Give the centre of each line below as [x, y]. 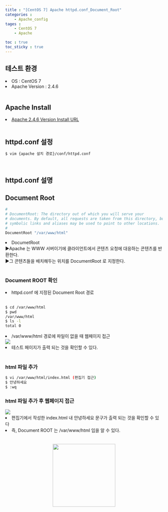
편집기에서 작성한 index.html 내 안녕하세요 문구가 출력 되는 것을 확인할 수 [83, 418]
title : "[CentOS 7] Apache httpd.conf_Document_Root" [63, 10]
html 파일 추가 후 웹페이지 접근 [40, 401]
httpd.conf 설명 [29, 181]
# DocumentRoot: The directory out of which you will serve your [74, 214]
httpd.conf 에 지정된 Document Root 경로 [53, 292]
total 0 [13, 326]
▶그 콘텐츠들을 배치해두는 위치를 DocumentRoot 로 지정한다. [65, 261]
